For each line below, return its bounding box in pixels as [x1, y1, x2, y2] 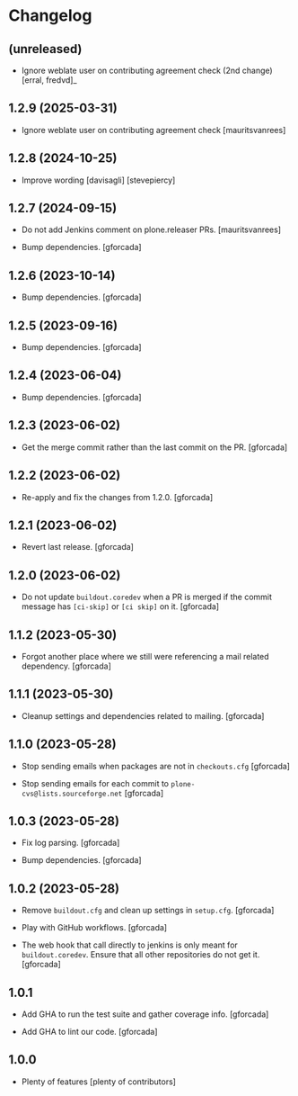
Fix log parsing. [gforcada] [21, 838, 120, 849]
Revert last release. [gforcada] [21, 542, 134, 552]
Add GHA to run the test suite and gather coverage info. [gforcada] [21, 1009, 269, 1020]
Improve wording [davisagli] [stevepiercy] [21, 175, 176, 185]
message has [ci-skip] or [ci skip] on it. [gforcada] [21, 601, 220, 612]
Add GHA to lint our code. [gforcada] [21, 1027, 158, 1037]
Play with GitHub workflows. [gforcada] [21, 922, 168, 933]
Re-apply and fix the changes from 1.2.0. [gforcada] [21, 491, 214, 502]
